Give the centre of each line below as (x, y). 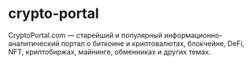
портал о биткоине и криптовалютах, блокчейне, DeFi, (153, 43)
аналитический (34, 43)
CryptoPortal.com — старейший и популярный (85, 35)
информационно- (193, 35)
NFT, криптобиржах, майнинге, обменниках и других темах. (109, 52)
